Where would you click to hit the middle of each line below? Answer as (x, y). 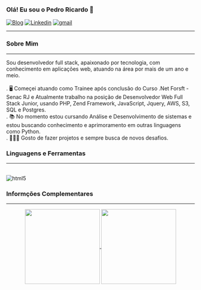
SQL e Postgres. (26, 110)
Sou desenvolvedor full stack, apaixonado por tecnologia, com (83, 62)
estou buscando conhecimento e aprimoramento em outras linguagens (94, 125)
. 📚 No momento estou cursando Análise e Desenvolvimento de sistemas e (99, 116)
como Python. (23, 131)
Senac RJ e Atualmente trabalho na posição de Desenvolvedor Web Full (95, 97)
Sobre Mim (22, 44)
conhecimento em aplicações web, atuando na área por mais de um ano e (97, 69)
